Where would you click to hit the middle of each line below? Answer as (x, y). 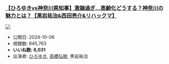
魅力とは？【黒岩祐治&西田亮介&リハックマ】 (61, 15)
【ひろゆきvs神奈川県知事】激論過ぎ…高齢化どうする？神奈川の (84, 8)
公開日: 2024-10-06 (34, 37)
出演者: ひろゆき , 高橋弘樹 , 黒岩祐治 (50, 56)
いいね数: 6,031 (29, 50)
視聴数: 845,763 (30, 44)
